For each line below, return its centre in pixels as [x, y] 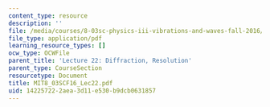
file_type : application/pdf [55, 38]
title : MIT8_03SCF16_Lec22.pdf [61, 83]
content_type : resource [48, 16]
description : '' [35, 23]
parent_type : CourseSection [55, 68]
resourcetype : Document [48, 76]
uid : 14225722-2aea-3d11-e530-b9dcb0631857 [82, 91]
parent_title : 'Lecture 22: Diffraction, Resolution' [100, 61]
